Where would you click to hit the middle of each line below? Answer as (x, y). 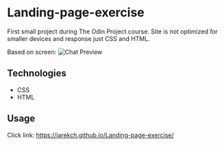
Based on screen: (32, 52)
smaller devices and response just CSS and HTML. (79, 38)
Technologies (37, 73)
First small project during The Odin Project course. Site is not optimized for (112, 31)
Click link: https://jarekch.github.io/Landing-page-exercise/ (90, 135)
